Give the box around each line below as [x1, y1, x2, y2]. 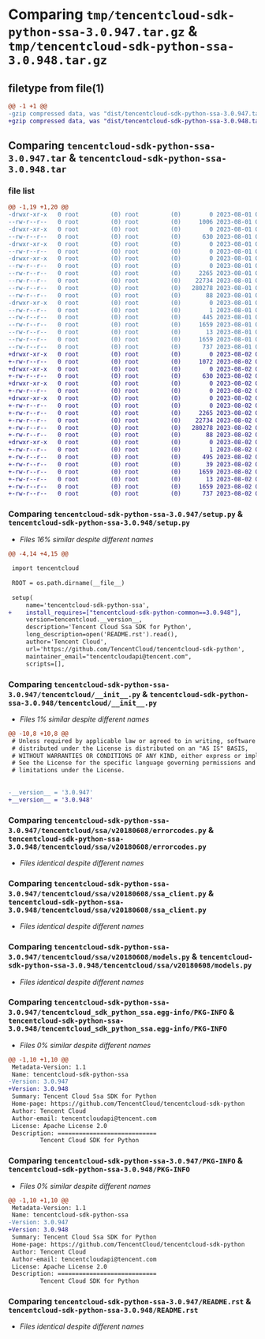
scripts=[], [25, 660, 65, 668]
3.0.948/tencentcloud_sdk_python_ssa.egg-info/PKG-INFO [8, 1024, 227, 1033]
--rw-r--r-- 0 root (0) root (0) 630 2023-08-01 [8, 232, 252, 240]
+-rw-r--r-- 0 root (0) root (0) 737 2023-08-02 [8, 490, 252, 498]
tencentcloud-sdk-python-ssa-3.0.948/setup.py [8, 519, 191, 527]
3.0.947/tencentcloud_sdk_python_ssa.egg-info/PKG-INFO [8, 1008, 227, 1017]
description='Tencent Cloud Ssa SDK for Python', [25, 623, 192, 632]
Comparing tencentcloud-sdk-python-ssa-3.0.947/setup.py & [8, 508, 243, 519]
